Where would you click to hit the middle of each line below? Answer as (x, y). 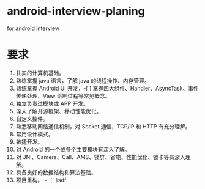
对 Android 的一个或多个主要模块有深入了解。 (73, 149)
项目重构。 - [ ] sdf (41, 180)
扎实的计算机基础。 (40, 73)
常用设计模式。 (35, 134)
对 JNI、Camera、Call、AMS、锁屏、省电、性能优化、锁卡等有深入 (100, 157)
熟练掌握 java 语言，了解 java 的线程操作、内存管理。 (83, 80)
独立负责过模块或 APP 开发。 (52, 103)
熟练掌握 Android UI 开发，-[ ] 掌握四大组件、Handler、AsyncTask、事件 (107, 88)
